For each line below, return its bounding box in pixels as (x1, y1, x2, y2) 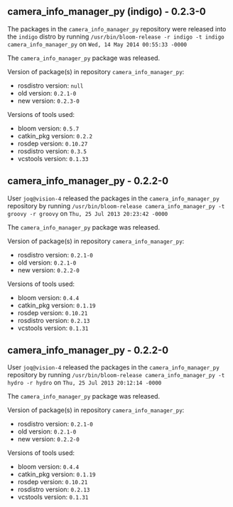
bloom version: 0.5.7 (17, 124, 80, 133)
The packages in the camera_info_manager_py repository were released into (7, 24, 227, 33)
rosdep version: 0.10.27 (17, 139, 88, 148)
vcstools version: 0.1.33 (17, 154, 89, 163)
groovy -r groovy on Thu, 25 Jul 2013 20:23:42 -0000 (7, 209, 168, 217)
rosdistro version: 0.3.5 (17, 146, 87, 155)
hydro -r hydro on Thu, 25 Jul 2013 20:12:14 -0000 (7, 378, 162, 387)
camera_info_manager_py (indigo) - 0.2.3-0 (7, 6, 206, 18)
